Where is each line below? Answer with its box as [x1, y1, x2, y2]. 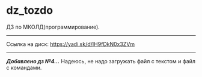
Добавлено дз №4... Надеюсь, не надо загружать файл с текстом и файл [6, 57, 196, 64]
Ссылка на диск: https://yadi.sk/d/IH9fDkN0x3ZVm [6, 40, 135, 48]
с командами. [6, 64, 42, 71]
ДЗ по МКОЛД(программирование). [6, 23, 100, 30]
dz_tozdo [6, 4, 53, 17]
